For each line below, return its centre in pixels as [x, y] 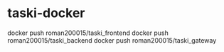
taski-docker [46, 13]
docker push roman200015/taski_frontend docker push [88, 33]
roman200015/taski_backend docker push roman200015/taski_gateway [112, 40]
